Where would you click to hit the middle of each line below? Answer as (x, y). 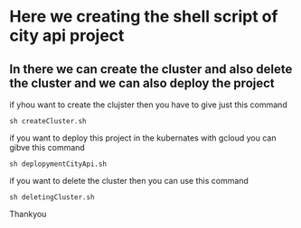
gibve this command (47, 147)
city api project (67, 36)
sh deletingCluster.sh (52, 197)
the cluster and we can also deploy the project (142, 83)
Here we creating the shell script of (144, 17)
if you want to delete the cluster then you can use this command (129, 181)
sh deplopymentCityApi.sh (58, 164)
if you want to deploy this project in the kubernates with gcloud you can (143, 138)
